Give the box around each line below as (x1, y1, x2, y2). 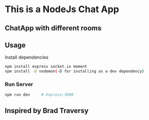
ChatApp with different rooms (5, 24, 102, 32)
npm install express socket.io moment (5, 64, 87, 69)
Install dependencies (5, 54, 49, 60)
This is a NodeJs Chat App (5, 4, 119, 15)
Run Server (5, 81, 34, 88)
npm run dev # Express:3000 (5, 92, 73, 97)
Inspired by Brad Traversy (5, 106, 89, 115)
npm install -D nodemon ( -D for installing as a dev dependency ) (5, 69, 144, 74)
